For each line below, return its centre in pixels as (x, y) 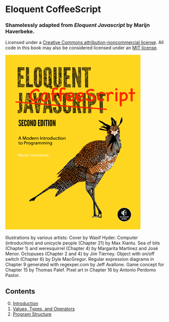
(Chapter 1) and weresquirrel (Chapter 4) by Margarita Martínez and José (82, 249)
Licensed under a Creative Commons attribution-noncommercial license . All (84, 43)
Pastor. (13, 275)
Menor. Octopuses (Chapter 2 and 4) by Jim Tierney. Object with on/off (80, 254)
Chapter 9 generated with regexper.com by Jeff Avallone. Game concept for (85, 265)
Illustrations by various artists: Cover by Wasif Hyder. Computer (72, 238)
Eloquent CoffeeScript (53, 9)
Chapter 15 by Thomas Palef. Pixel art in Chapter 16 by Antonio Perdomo (81, 270)
